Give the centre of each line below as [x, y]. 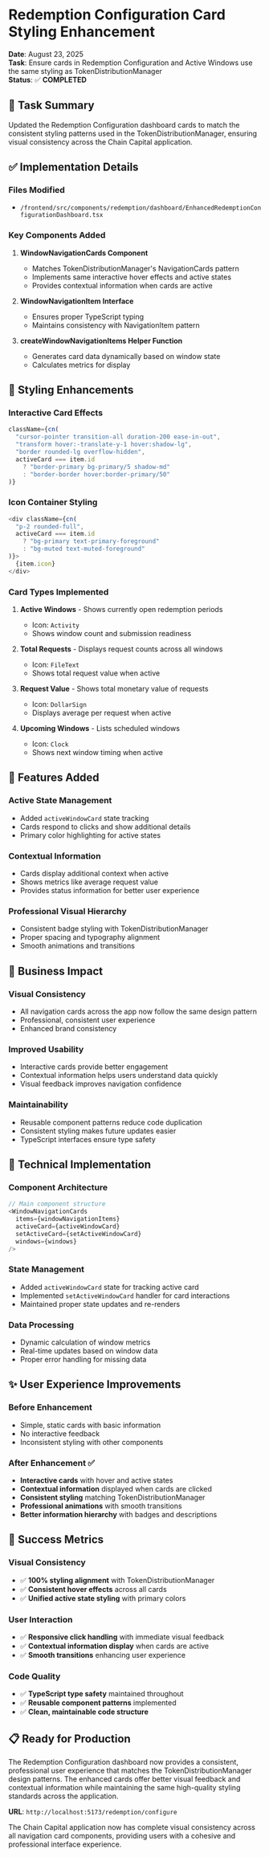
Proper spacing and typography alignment [90, 937]
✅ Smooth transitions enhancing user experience [103, 1655]
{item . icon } [36, 564]
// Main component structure [57, 1204]
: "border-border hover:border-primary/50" [97, 474]
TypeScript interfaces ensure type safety [88, 1139]
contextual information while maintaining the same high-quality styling [124, 1788]
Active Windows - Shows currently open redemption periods [121, 610]
